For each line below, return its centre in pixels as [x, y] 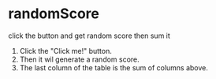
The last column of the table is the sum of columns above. [114, 67]
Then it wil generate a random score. [79, 59]
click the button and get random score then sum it [89, 36]
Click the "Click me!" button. [66, 51]
